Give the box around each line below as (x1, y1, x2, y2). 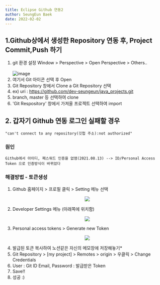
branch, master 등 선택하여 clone (12, 94, 79, 100)
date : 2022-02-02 (5, 16, 41, 21)
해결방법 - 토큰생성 (5, 174, 48, 181)
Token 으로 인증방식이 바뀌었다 (5, 161, 61, 166)
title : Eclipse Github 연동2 (5, 7, 64, 12)
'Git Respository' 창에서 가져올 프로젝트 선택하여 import (12, 101, 122, 107)
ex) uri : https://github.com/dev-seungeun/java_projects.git (12, 88, 134, 95)
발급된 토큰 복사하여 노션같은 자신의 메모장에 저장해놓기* (12, 245, 123, 251)
